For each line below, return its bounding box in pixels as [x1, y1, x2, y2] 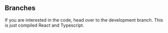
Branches [5, 4, 36, 12]
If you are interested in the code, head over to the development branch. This [5, 17, 163, 23]
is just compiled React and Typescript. [5, 22, 84, 28]
